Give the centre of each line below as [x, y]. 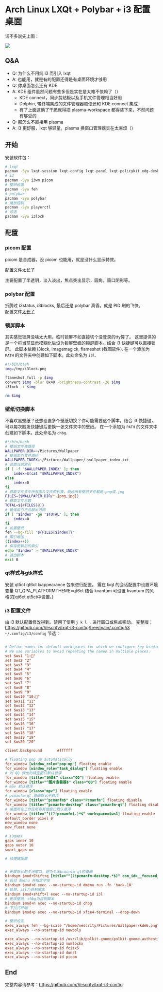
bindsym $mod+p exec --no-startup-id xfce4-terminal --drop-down [72, 912]
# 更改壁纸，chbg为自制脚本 [30, 898]
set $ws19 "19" [20, 737]
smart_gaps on [19, 850]
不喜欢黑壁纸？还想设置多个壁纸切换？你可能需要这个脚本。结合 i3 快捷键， [80, 420]
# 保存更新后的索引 [22, 546]
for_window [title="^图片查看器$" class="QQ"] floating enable [68, 782]
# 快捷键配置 [16, 859]
